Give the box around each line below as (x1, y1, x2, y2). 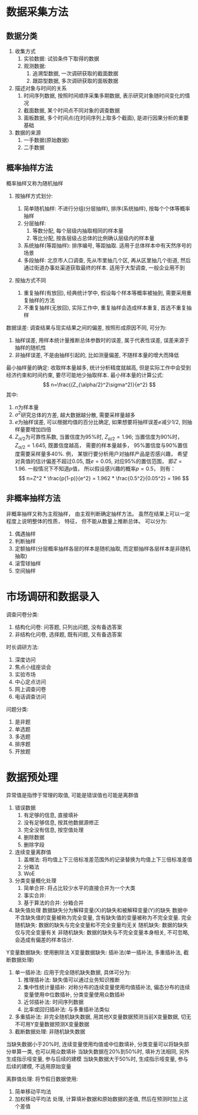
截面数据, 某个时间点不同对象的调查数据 (23, 107, 120, 114)
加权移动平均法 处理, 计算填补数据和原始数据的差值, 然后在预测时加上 (14, 1095, 183, 1102)
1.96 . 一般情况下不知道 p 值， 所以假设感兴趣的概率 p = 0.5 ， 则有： (14, 465, 176, 473)
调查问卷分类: (6, 610, 40, 618)
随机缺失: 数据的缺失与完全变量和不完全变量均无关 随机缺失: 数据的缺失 (14, 921, 188, 928)
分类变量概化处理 (14, 877, 57, 884)
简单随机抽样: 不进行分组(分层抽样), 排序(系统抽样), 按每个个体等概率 (23, 205, 190, 212)
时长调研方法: (6, 643, 40, 650)
